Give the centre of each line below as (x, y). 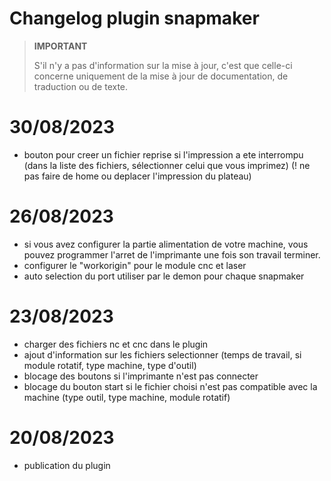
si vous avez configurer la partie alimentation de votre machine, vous (166, 244)
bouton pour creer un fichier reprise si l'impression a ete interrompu (163, 154)
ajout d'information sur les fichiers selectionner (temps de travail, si (162, 354)
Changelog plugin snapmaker (134, 18)
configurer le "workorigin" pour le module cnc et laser (135, 265)
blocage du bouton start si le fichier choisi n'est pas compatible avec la (170, 386)
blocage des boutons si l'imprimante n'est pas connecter (141, 376)
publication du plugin (67, 465)
